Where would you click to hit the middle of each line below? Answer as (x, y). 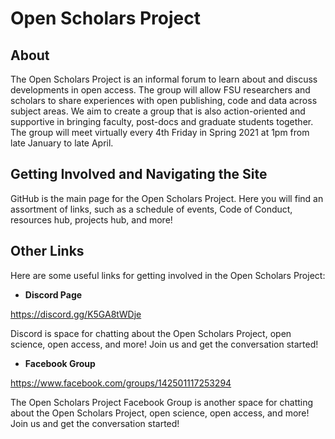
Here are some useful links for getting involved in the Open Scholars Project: (168, 275)
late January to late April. (62, 143)
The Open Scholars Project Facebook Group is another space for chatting (162, 402)
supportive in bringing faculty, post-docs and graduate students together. (162, 121)
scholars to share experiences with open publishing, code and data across (164, 100)
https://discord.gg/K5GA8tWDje (76, 314)
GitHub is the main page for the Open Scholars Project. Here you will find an (167, 198)
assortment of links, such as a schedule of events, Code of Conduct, (151, 209)
